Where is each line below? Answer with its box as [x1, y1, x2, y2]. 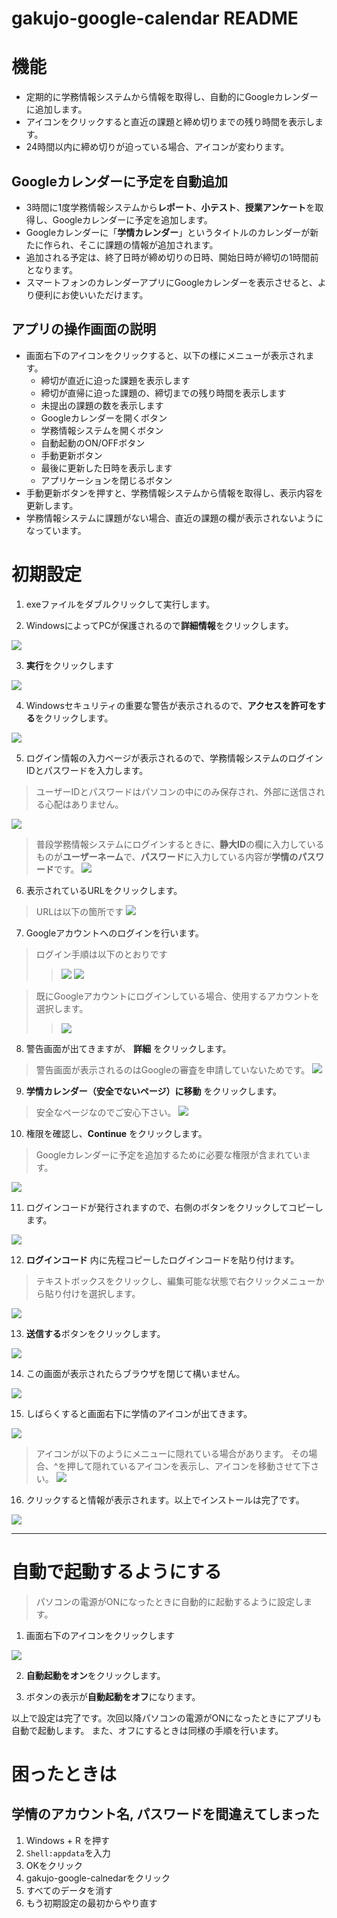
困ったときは [11, 1763, 118, 1786]
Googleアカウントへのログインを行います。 [25, 927, 204, 939]
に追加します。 [25, 103, 88, 116]
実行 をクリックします [25, 659, 114, 671]
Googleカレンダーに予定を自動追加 [11, 173, 228, 190]
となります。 [25, 263, 78, 276]
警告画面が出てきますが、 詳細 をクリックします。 [25, 1042, 232, 1054]
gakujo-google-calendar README [11, 7, 299, 30]
